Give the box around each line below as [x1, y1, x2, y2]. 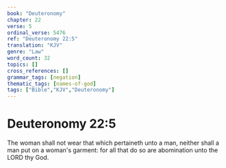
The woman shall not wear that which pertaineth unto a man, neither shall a [7, 139, 219, 147]
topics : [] [7, 61, 38, 68]
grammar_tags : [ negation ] [7, 73, 81, 81]
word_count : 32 [7, 55, 51, 62]
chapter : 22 [7, 16, 41, 23]
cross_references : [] [7, 67, 69, 74]
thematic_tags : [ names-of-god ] [7, 80, 97, 87]
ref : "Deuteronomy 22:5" [7, 36, 78, 43]
